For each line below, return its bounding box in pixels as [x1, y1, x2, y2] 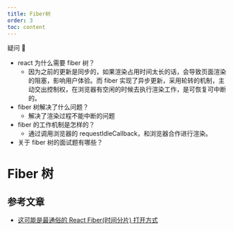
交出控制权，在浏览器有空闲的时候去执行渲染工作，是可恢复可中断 [34, 85, 227, 94]
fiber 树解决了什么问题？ [17, 103, 90, 112]
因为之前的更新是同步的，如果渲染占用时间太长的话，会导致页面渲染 [28, 68, 227, 76]
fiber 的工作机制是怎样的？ [17, 121, 95, 129]
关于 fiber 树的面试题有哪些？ [17, 138, 104, 147]
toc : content [7, 23, 46, 30]
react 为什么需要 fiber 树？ [17, 59, 95, 67]
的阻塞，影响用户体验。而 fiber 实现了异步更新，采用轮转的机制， [28, 76, 219, 85]
